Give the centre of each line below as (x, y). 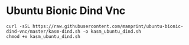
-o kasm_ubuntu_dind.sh (112, 31)
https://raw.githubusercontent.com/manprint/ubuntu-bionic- (108, 26)
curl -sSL (18, 26)
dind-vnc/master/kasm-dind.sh (43, 31)
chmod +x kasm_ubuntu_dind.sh (43, 36)
